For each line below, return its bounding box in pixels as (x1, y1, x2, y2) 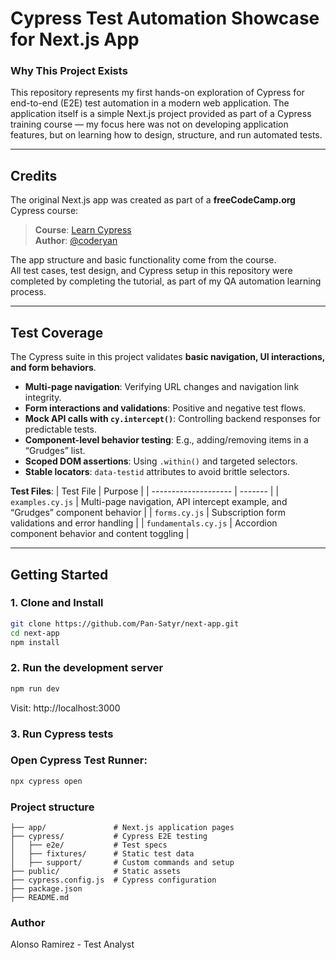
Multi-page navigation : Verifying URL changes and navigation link (24, 381, 300, 393)
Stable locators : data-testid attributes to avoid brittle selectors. (24, 466, 290, 478)
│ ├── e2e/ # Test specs (10, 840, 168, 850)
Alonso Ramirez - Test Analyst (10, 938, 135, 951)
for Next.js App (10, 28, 140, 51)
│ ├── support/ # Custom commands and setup (10, 857, 235, 867)
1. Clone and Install (10, 596, 104, 610)
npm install (10, 637, 60, 647)
